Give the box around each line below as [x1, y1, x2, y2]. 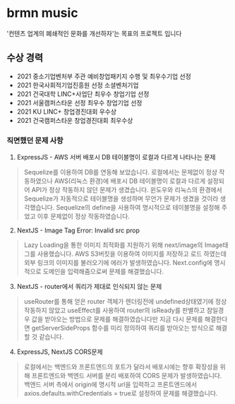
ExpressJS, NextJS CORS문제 [16, 347, 103, 356]
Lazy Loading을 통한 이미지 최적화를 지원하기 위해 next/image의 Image [23, 241, 223, 249]
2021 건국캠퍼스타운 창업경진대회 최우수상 [16, 116, 133, 124]
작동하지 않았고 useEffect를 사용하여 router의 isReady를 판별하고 [23, 306, 205, 315]
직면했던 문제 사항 [6, 136, 64, 145]
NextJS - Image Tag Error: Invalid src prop [16, 226, 140, 234]
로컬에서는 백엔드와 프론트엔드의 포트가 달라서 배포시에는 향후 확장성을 [23, 362, 219, 372]
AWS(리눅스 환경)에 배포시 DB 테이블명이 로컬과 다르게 [54, 177, 206, 185]
